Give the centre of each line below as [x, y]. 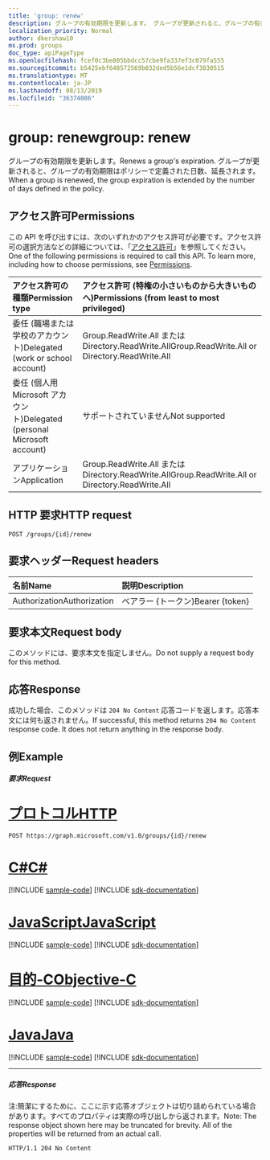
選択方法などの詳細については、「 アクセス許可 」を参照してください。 [136, 247]
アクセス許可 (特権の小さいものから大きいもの [170, 286]
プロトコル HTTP [63, 814]
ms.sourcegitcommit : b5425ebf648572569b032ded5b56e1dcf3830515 [117, 68]
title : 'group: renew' [46, 16]
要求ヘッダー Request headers [84, 561]
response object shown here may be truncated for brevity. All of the [121, 1125]
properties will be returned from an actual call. [85, 1133]
